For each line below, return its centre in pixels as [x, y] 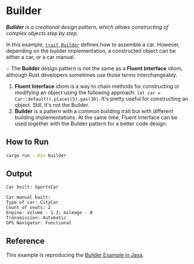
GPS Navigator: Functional [39, 223]
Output [19, 174]
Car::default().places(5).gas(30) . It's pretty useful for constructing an [101, 98]
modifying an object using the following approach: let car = [87, 92]
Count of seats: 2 [28, 208]
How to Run [27, 142]
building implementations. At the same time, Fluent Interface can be [96, 117]
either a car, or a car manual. [41, 57]
